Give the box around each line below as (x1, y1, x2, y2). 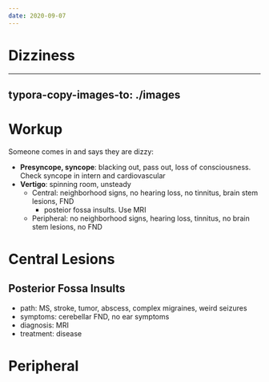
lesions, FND (31, 196, 74, 205)
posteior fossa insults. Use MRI (43, 205, 147, 214)
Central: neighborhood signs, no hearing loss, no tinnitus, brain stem (31, 188, 259, 197)
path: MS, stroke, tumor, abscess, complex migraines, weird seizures (19, 303, 247, 313)
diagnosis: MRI (19, 320, 70, 330)
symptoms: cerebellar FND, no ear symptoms (19, 311, 170, 321)
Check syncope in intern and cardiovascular (19, 170, 166, 181)
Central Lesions (8, 250, 115, 269)
